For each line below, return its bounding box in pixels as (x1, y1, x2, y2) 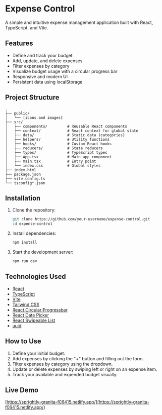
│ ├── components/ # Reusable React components (5, 124, 127, 129)
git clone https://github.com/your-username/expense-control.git (12, 217, 150, 222)
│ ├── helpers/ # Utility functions (5, 137, 110, 142)
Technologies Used (5, 272, 66, 281)
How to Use (5, 337, 42, 346)
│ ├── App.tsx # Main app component (5, 154, 112, 159)
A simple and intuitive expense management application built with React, (5, 19, 154, 25)
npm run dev (12, 259, 37, 264)
